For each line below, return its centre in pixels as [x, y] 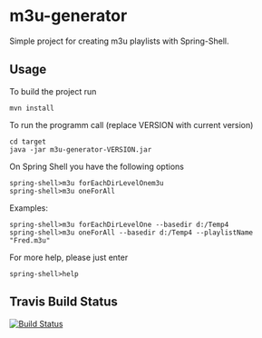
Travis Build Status [63, 302]
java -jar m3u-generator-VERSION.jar [81, 149]
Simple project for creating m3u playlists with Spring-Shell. [119, 41]
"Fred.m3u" [30, 240]
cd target [28, 142]
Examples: [29, 208]
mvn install [32, 108]
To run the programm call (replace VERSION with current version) [131, 124]
